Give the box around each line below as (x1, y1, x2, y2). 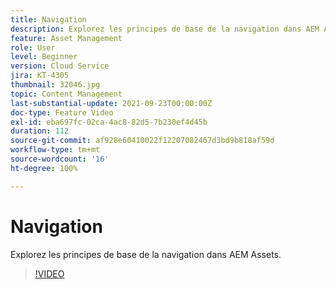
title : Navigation (10, 14, 87, 25)
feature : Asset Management (10, 33, 123, 43)
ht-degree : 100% (10, 163, 78, 173)
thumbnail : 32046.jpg (10, 80, 101, 90)
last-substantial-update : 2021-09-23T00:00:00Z (10, 98, 213, 108)
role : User (10, 42, 56, 53)
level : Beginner (10, 52, 78, 62)
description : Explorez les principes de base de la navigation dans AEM (10, 24, 320, 34)
